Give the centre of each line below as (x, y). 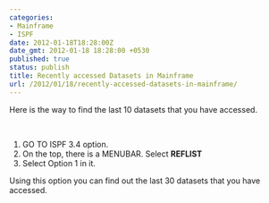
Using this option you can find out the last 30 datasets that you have (135, 181)
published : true (39, 59)
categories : (31, 17)
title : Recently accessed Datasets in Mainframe (101, 76)
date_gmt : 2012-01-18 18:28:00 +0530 (80, 51)
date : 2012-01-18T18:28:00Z (62, 42)
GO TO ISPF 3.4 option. (65, 144)
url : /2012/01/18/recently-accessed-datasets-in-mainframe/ (124, 84)
